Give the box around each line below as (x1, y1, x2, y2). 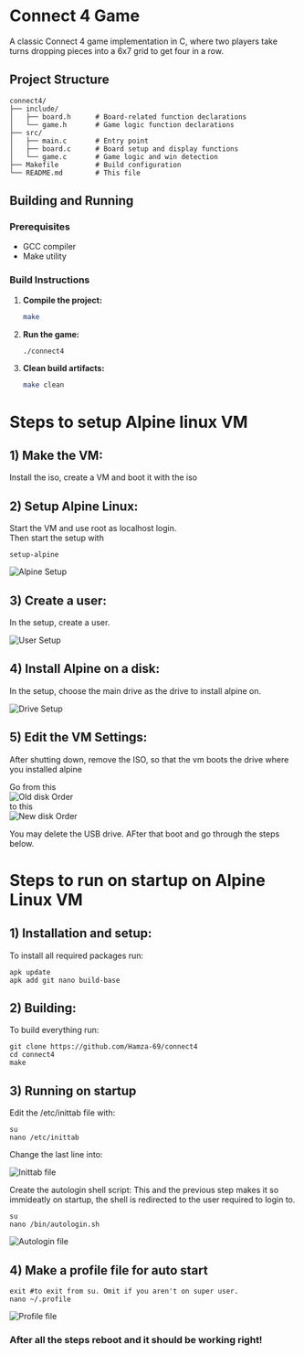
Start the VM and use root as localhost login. (9, 523, 177, 534)
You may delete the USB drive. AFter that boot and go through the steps (9, 828, 280, 839)
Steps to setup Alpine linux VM (9, 411, 248, 432)
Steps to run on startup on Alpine (9, 870, 267, 891)
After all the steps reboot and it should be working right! (9, 1333, 263, 1346)
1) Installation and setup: (9, 925, 152, 942)
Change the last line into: (9, 1149, 103, 1160)
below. (9, 838, 35, 848)
